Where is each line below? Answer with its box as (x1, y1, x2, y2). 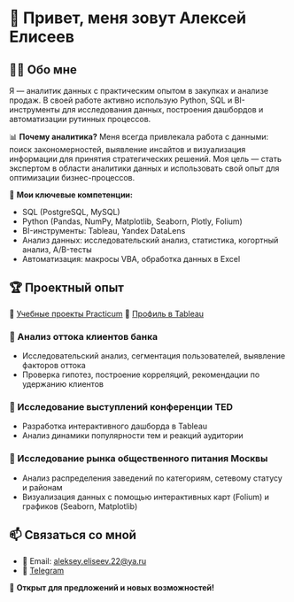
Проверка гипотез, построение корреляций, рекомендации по (21, 369, 260, 380)
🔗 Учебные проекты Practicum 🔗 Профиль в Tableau (9, 308, 205, 319)
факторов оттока (21, 360, 86, 371)
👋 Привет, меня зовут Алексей (9, 8, 246, 28)
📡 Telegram (21, 565, 65, 575)
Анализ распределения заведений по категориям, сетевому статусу (21, 473, 283, 483)
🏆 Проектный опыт (9, 281, 125, 296)
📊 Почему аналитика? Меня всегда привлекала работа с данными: (9, 132, 269, 142)
